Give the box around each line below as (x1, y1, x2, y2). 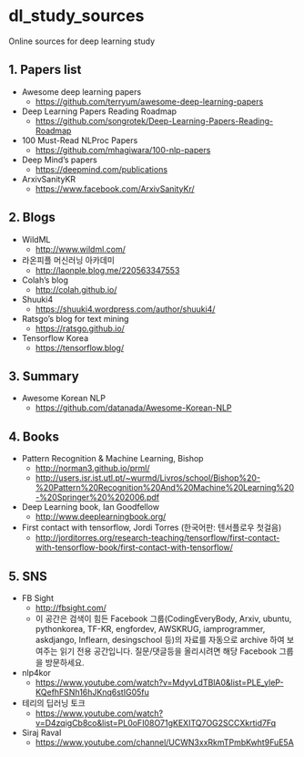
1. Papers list (8, 62, 82, 78)
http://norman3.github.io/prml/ (35, 462, 150, 474)
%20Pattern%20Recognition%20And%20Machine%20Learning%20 (35, 482, 295, 493)
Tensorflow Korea (21, 332, 89, 343)
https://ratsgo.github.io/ (35, 323, 125, 334)
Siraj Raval (21, 727, 62, 738)
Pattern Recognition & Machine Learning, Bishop (21, 453, 204, 464)
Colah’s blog (21, 275, 69, 285)
